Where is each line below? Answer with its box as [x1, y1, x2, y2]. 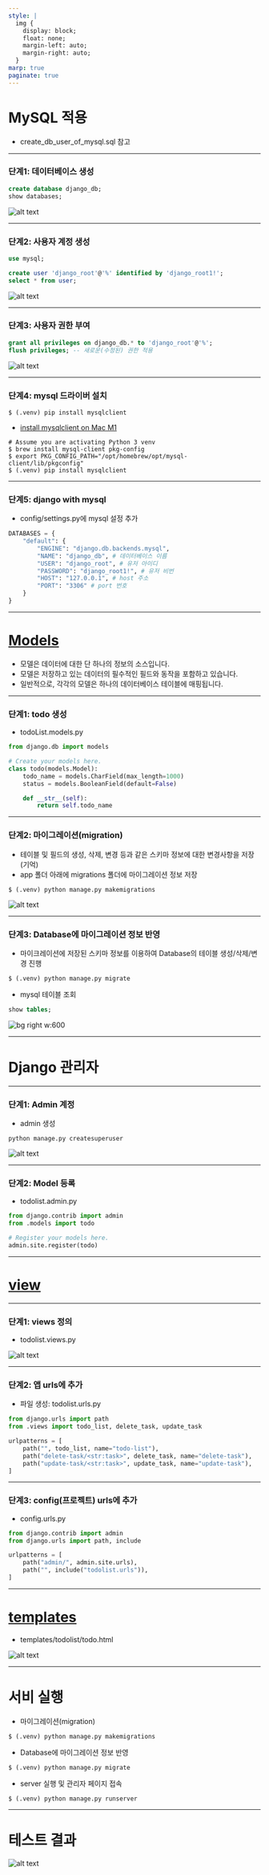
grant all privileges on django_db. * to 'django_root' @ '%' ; [8, 339, 214, 347]
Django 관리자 [8, 1058, 99, 1076]
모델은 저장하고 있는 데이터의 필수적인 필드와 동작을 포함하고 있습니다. [19, 669, 239, 678]
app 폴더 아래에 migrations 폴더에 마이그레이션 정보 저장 [19, 869, 198, 879]
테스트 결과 [8, 1832, 77, 1850]
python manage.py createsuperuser [8, 1134, 124, 1142]
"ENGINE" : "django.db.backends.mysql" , [37, 544, 171, 552]
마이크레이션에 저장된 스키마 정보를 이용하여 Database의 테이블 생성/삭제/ [19, 948, 251, 958]
